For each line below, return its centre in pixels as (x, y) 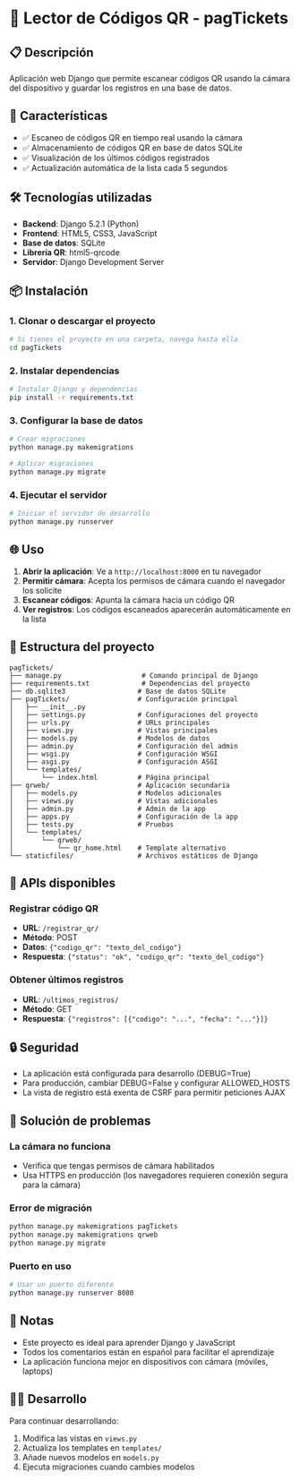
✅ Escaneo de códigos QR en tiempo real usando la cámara (133, 137)
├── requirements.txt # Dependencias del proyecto (130, 683)
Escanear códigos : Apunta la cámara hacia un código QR (129, 600)
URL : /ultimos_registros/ (70, 999)
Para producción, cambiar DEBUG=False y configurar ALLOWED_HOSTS (156, 1083)
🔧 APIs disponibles (63, 882)
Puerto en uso (40, 1266)
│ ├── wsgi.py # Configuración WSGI (114, 754)
